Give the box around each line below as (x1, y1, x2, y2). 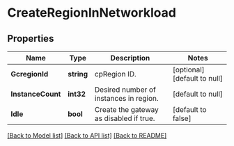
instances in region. (94, 94, 159, 103)
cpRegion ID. (94, 70, 137, 79)
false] (172, 113, 192, 123)
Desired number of (94, 85, 157, 95)
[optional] (172, 65, 205, 74)
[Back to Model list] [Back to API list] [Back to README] (7, 131, 167, 140)
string (67, 70, 88, 79)
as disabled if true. (94, 113, 155, 123)
